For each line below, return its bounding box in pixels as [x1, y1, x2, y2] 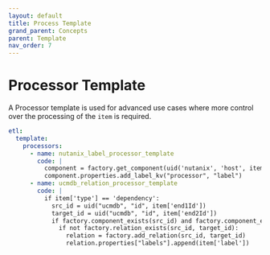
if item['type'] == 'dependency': [43, 194, 160, 202]
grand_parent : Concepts [8, 27, 88, 35]
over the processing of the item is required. [8, 112, 152, 121]
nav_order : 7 [8, 42, 52, 50]
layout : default [8, 11, 63, 20]
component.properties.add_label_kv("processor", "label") [43, 172, 243, 180]
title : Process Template [8, 19, 92, 27]
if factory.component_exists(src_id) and [51, 216, 193, 225]
